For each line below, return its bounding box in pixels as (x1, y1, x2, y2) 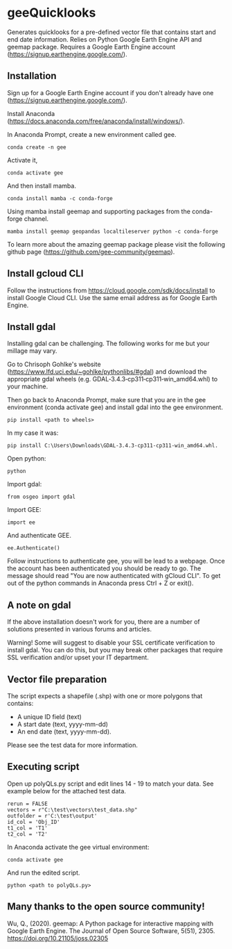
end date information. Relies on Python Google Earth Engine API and (7, 35, 202, 43)
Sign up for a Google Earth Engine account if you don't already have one (7, 88, 214, 97)
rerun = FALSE (7, 800, 48, 807)
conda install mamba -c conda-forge (7, 195, 113, 202)
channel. (24, 214, 49, 223)
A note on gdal (7, 599, 71, 611)
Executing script (7, 761, 80, 773)
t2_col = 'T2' (7, 830, 48, 838)
